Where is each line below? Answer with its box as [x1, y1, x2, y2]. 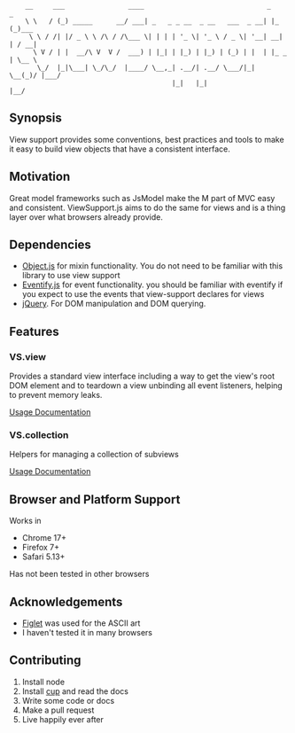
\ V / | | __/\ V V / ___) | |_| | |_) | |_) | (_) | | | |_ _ [32, 48, 288, 57]
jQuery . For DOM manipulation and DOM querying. [21, 299, 206, 309]
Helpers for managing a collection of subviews [9, 449, 179, 460]
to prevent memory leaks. [9, 390, 103, 401]
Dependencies [9, 238, 91, 253]
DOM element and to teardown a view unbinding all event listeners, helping [9, 380, 283, 391]
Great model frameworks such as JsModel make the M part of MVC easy [9, 192, 276, 203]
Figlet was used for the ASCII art [21, 618, 141, 628]
